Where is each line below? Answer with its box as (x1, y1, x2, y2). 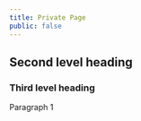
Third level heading (9, 82, 96, 94)
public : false (9, 22, 63, 30)
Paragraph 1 (9, 102, 54, 113)
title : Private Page (9, 13, 87, 22)
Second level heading (9, 55, 133, 70)
